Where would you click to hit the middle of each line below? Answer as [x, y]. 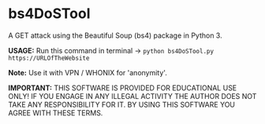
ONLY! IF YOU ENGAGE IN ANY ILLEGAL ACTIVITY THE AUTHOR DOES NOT [132, 96]
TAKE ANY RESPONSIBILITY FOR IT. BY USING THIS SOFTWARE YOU [121, 104]
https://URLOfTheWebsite [49, 58]
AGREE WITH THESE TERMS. [56, 113]
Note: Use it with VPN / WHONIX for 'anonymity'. [88, 72]
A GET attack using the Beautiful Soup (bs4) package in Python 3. [115, 35]
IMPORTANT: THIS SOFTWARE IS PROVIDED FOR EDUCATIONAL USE [123, 88]
